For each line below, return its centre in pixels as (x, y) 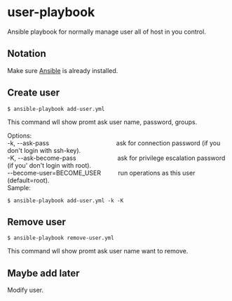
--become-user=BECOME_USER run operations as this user (101, 173)
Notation (27, 54)
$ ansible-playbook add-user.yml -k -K (66, 201)
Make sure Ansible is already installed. (63, 70)
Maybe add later (43, 273)
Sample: (19, 187)
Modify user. (26, 290)
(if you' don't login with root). (49, 165)
